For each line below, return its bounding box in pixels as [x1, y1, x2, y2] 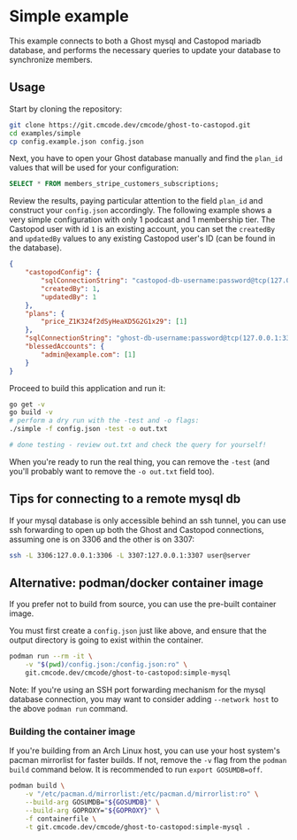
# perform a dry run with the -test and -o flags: [9, 416, 200, 426]
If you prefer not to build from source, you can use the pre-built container [9, 599, 277, 610]
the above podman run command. [9, 704, 128, 713]
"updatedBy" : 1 [41, 292, 97, 302]
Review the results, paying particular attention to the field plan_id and [9, 196, 263, 206]
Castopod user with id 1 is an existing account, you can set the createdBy [9, 224, 276, 235]
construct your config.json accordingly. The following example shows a [9, 205, 272, 216]
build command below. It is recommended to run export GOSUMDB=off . [9, 764, 263, 775]
